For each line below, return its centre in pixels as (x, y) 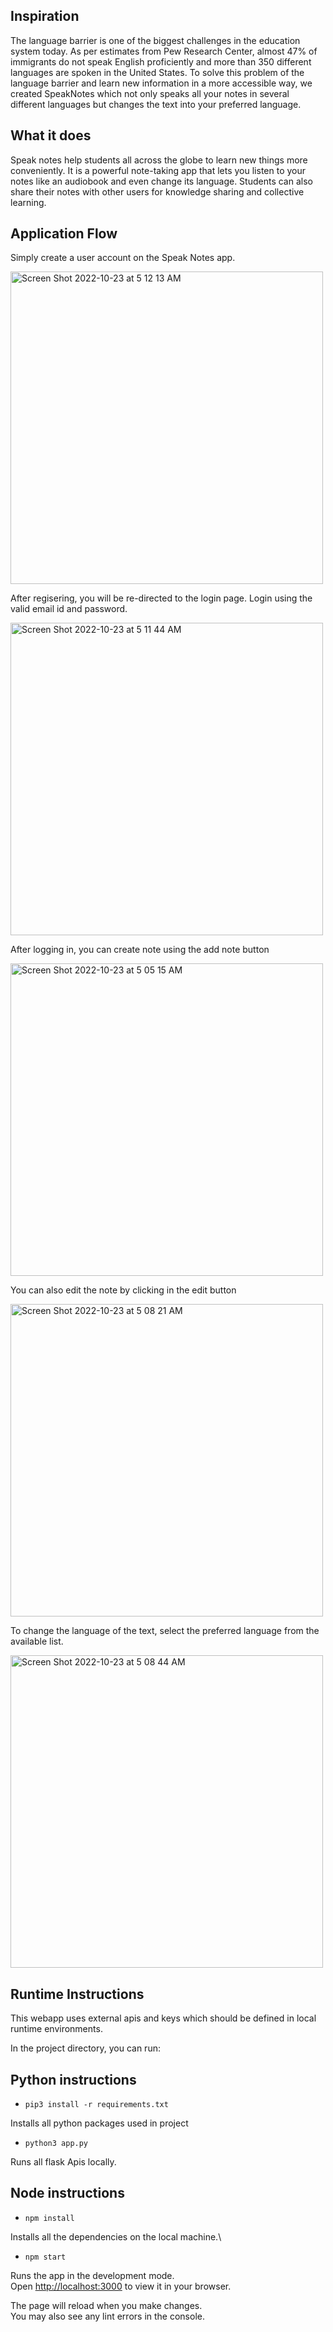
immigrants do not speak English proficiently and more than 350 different (161, 61)
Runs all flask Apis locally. (63, 2162)
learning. (28, 202)
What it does (51, 135)
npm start (45, 2257)
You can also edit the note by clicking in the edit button (123, 1290)
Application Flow (64, 234)
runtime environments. (56, 2029)
